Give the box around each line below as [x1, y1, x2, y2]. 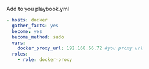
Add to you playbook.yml [6, 5, 69, 12]
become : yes [12, 28, 43, 34]
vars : [12, 40, 26, 46]
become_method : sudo [12, 34, 64, 40]
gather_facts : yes [12, 23, 59, 29]
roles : [12, 51, 29, 57]
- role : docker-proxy [17, 57, 72, 63]
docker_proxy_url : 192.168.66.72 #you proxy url [17, 45, 144, 51]
